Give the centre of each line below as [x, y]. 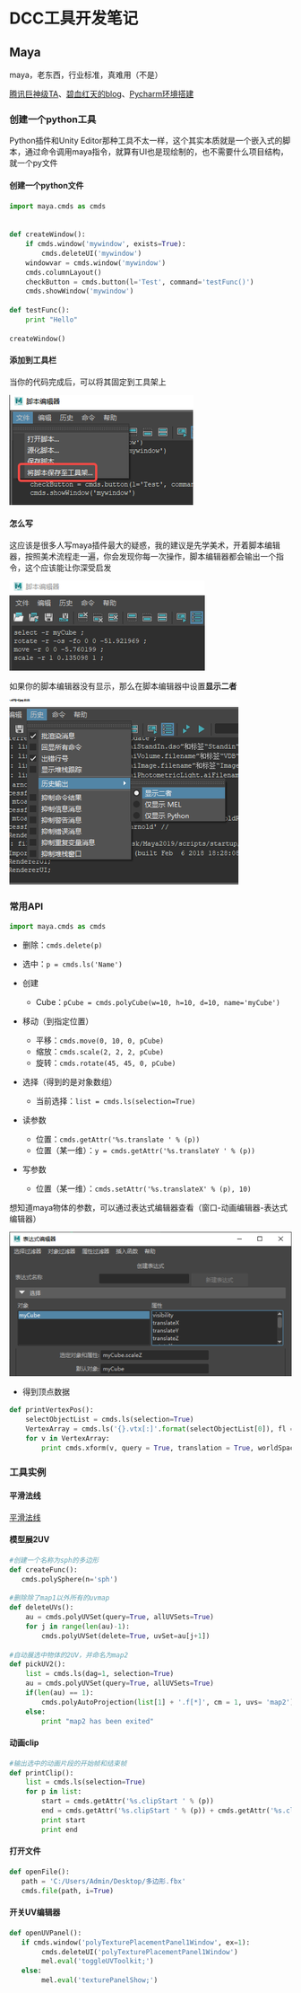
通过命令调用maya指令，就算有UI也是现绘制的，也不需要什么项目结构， [156, 152]
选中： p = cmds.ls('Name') [72, 964]
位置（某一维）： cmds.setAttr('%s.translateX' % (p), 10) [143, 1189]
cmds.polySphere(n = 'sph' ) [69, 1579]
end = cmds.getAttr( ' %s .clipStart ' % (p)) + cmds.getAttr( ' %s [162, 1811]
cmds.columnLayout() [64, 272]
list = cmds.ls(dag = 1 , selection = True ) [100, 1674]
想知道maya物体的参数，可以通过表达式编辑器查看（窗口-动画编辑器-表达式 [149, 1208]
